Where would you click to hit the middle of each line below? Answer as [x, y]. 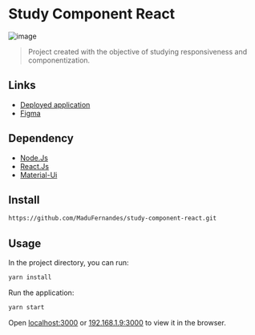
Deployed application [55, 104]
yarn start [26, 307]
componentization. [59, 60]
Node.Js [34, 158]
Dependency [41, 138]
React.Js [34, 166]
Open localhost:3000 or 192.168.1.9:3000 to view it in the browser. [117, 322]
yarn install [30, 277]
